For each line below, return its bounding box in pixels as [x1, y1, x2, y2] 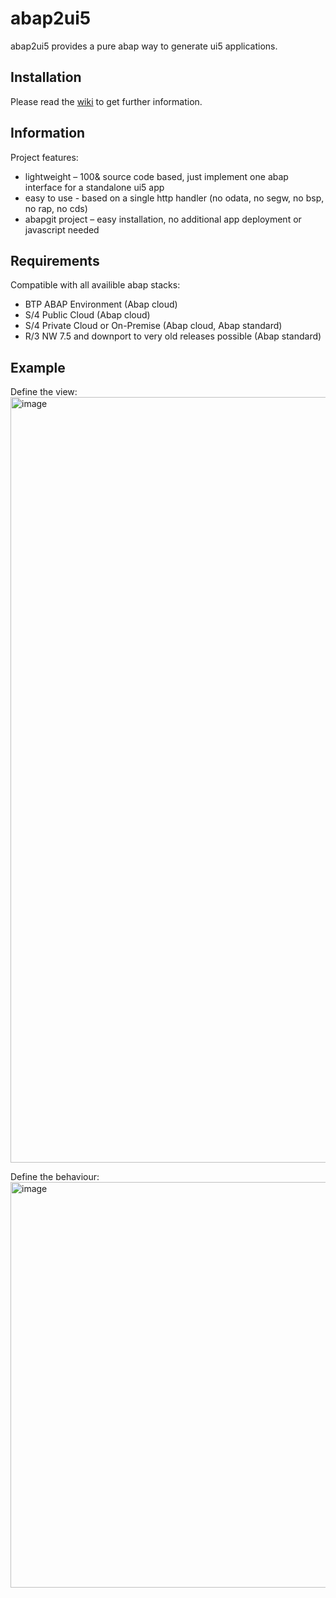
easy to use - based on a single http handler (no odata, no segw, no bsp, [24, 192, 325, 204]
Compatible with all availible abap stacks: [10, 279, 181, 291]
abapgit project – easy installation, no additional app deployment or [24, 213, 302, 225]
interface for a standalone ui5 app [24, 181, 165, 193]
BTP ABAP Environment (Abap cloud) [24, 298, 178, 311]
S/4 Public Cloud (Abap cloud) [24, 309, 151, 321]
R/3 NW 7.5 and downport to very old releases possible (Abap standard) [24, 330, 322, 342]
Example [10, 359, 66, 376]
